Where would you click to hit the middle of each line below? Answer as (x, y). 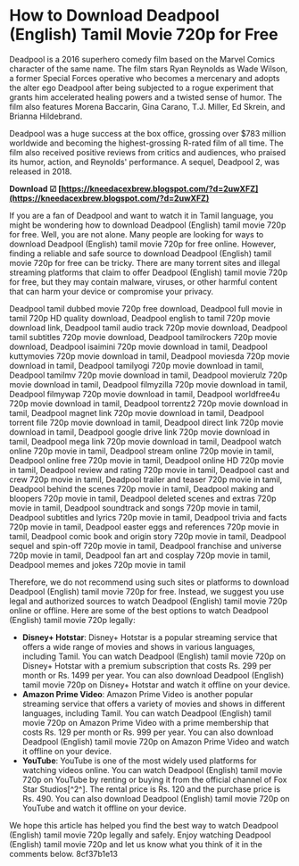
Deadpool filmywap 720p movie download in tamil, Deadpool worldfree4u (145, 394)
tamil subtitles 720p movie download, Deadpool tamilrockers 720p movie (143, 337)
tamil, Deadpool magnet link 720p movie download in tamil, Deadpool (137, 412)
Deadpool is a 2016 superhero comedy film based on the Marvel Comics (142, 59)
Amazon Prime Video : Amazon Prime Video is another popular (137, 694)
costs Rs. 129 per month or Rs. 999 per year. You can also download (148, 732)
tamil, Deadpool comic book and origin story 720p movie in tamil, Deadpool (148, 536)
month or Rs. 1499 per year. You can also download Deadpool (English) (153, 675)
